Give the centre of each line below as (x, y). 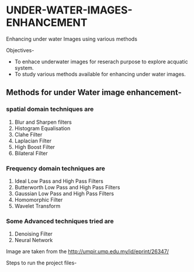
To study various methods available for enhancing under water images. (100, 74)
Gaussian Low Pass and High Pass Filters (64, 193)
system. (24, 67)
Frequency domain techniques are (56, 168)
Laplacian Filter (33, 141)
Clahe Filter (28, 134)
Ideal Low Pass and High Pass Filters (59, 181)
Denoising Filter (33, 234)
